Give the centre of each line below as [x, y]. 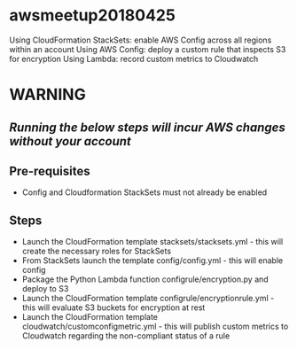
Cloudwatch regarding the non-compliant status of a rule [126, 336]
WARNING [47, 95]
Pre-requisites [50, 171]
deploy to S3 [45, 289]
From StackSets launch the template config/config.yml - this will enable [152, 261]
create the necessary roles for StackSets [96, 251]
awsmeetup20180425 [92, 16]
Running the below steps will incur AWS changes [147, 127]
